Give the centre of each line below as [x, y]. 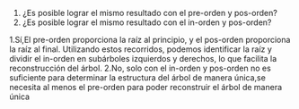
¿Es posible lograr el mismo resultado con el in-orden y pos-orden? [147, 22]
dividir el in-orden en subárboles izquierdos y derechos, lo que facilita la [143, 59]
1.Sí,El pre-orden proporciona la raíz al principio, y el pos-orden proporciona [150, 40]
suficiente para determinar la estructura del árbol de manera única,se [138, 78]
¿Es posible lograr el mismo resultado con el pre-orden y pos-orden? [150, 13]
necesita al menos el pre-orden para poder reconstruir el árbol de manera [146, 87]
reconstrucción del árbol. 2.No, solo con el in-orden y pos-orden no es [140, 68]
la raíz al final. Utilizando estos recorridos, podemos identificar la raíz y [141, 49]
